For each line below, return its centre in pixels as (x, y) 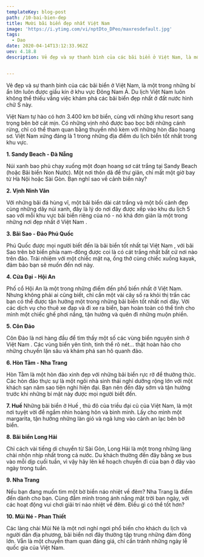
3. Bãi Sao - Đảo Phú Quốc (40, 233)
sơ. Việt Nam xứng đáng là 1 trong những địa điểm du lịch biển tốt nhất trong (102, 136)
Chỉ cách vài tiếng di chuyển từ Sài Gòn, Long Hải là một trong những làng (99, 449)
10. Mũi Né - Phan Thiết (36, 516)
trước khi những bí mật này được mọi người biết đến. (72, 394)
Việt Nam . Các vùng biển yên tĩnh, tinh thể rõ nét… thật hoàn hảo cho (93, 344)
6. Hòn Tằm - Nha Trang (37, 362)
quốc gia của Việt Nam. (36, 547)
